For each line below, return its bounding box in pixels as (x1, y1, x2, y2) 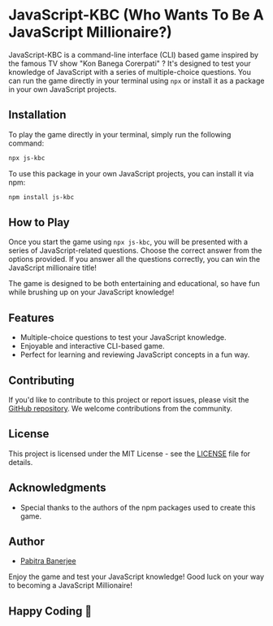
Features (8, 311, 54, 324)
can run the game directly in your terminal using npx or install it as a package (8, 76, 265, 85)
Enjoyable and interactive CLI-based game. (19, 341, 165, 351)
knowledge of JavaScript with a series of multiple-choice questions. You (8, 67, 252, 76)
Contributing (8, 373, 75, 387)
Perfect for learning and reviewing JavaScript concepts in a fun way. (19, 350, 250, 359)
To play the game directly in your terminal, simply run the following (8, 129, 232, 139)
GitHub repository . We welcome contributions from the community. (8, 403, 233, 413)
